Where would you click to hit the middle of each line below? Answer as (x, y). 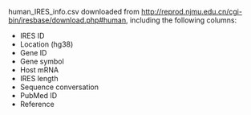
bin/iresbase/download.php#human (67, 20)
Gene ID (33, 53)
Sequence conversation (59, 87)
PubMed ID (38, 95)
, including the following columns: (181, 20)
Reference (37, 104)
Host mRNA (39, 70)
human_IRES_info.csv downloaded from (74, 12)
